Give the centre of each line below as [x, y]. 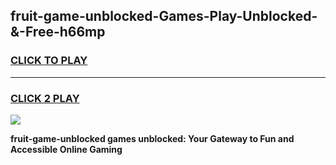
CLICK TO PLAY [49, 61]
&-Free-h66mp [58, 32]
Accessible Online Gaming [66, 149]
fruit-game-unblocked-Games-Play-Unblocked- [164, 16]
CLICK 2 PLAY [45, 98]
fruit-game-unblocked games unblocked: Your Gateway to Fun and [152, 138]
